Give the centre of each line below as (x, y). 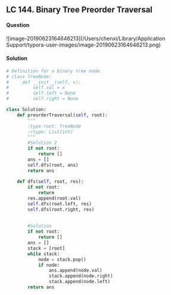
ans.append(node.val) (75, 271)
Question (18, 25)
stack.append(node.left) (80, 282)
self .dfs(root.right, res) (61, 209)
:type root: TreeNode (55, 126)
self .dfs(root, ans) (53, 165)
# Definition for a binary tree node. (54, 71)
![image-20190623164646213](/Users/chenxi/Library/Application (86, 38)
